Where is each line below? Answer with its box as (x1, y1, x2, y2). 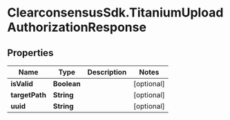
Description (87, 68, 127, 77)
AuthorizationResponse (7, 19, 147, 35)
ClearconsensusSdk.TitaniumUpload (7, 5, 224, 21)
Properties (7, 47, 54, 59)
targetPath (10, 90, 47, 99)
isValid (10, 79, 33, 88)
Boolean (52, 79, 81, 88)
